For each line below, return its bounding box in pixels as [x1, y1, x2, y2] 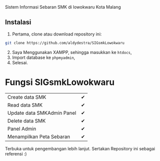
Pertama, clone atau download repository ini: [12, 31, 102, 37]
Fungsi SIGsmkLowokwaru [5, 76, 115, 88]
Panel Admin [7, 125, 36, 132]
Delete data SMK [7, 117, 46, 124]
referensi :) [5, 151, 27, 157]
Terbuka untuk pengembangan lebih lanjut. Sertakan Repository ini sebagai [5, 145, 155, 151]
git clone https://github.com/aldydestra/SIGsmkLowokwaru [5, 40, 125, 45]
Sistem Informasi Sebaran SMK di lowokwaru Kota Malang [5, 4, 121, 10]
